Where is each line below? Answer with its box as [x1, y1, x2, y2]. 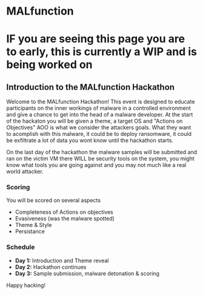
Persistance [15, 228, 45, 235]
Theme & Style [15, 222, 52, 229]
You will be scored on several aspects [6, 197, 101, 204]
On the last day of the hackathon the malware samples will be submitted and [6, 149, 198, 156]
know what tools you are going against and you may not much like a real [6, 161, 187, 169]
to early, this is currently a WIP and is [6, 45, 198, 59]
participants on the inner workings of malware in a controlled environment [6, 104, 191, 112]
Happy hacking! [6, 281, 46, 289]
